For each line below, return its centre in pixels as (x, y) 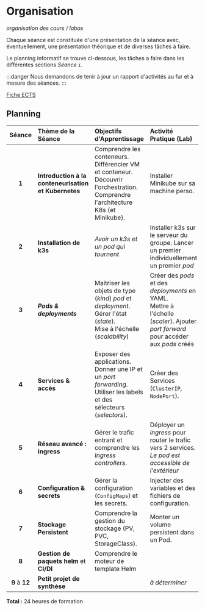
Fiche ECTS (21, 94)
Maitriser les (112, 283)
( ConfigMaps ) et (116, 495)
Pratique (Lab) (171, 138)
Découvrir (109, 179)
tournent (107, 254)
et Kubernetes (59, 191)
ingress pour (168, 432)
